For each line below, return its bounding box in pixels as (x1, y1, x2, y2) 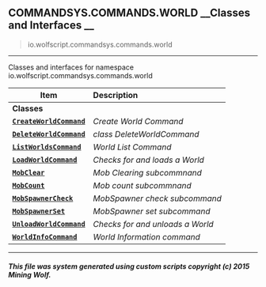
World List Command (93, 142, 172, 153)
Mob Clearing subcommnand (93, 167, 202, 178)
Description (93, 89, 139, 100)
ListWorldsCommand (12, 142, 82, 151)
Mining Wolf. (8, 270, 51, 280)
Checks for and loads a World (93, 154, 204, 165)
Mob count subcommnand (93, 179, 192, 191)
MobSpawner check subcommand (93, 193, 222, 204)
